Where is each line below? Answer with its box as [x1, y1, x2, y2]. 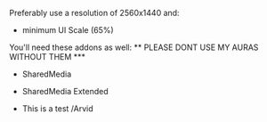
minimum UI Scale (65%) [21, 25, 114, 35]
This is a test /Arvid [21, 103, 93, 114]
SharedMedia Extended [21, 86, 109, 96]
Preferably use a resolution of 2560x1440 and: [9, 8, 180, 18]
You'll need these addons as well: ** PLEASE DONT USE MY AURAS [9, 42, 259, 53]
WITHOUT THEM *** [9, 52, 86, 61]
